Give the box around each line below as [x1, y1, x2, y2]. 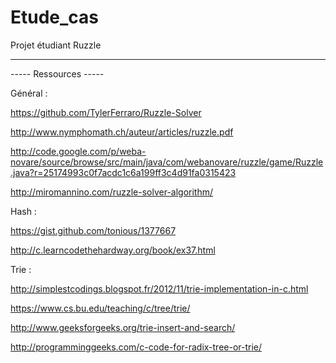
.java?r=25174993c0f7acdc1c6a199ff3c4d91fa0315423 [10, 166, 237, 178]
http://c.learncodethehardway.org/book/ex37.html [10, 244, 216, 256]
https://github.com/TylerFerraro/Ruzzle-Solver [10, 106, 202, 118]
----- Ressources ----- [10, 67, 105, 80]
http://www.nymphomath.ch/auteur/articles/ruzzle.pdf [10, 126, 234, 138]
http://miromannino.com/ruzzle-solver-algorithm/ [10, 186, 214, 198]
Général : [10, 87, 48, 99]
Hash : [10, 205, 37, 217]
